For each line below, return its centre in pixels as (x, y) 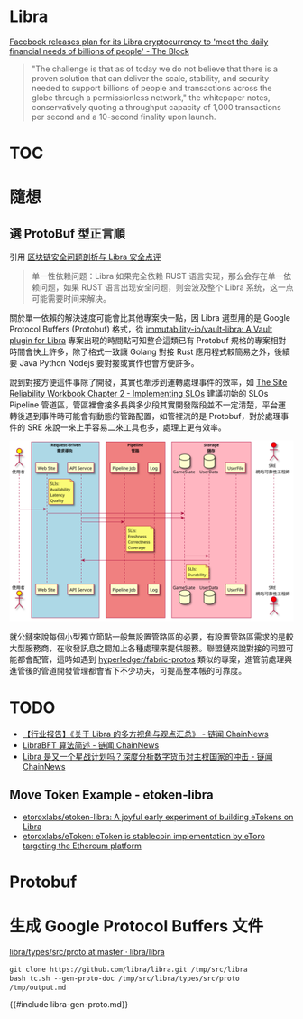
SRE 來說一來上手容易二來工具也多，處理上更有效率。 (127, 427)
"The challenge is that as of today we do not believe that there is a (154, 69)
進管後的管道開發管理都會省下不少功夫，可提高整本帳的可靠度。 (128, 671)
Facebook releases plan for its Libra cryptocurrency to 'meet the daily (139, 42)
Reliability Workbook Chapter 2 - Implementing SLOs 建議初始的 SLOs (139, 394)
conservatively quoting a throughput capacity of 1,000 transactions (156, 107)
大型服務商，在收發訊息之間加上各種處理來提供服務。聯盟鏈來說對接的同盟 (147, 649)
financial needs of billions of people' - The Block (99, 51)
